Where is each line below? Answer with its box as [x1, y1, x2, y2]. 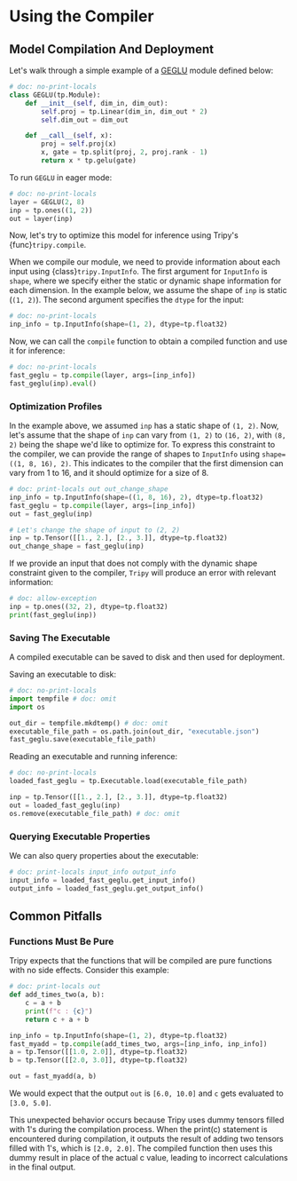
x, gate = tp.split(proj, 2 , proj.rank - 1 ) [41, 148, 208, 157]
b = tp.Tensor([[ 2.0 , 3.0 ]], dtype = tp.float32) [9, 1056, 189, 1065]
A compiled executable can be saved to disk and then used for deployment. [9, 652, 285, 662]
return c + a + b [25, 1015, 90, 1024]
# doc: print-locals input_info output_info [9, 868, 176, 876]
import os [9, 702, 46, 711]
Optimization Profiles [9, 400, 103, 412]
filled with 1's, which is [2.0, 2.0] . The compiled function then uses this [9, 1143, 273, 1153]
